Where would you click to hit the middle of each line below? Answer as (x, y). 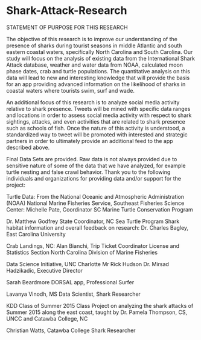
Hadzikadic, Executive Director (45, 270)
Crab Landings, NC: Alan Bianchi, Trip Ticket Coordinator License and (93, 245)
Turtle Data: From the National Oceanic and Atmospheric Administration (95, 196)
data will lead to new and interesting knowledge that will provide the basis (98, 78)
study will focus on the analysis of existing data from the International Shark (101, 58)
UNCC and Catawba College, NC (47, 318)
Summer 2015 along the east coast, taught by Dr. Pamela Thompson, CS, (97, 312)
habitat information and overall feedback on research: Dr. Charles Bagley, (97, 227)
